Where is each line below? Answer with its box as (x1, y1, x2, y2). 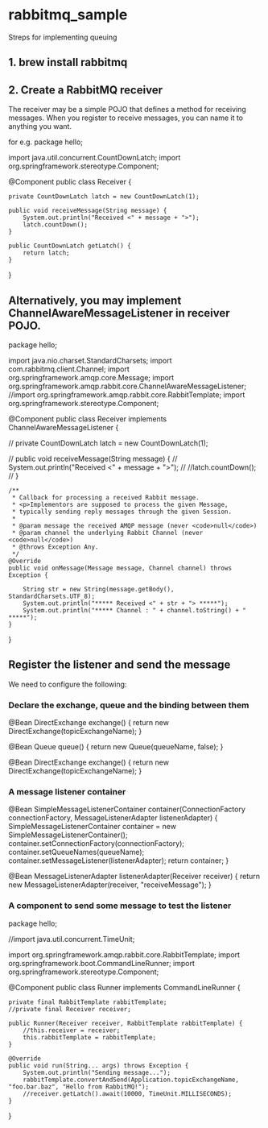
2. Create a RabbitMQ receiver (8, 83, 163, 97)
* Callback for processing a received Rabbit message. (11, 493, 200, 501)
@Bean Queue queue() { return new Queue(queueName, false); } (8, 742, 224, 752)
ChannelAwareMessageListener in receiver (8, 306, 231, 320)
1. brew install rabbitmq (8, 56, 128, 69)
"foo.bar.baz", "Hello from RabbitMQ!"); (8, 1082, 150, 1091)
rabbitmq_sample (8, 6, 128, 24)
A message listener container (8, 786, 126, 797)
